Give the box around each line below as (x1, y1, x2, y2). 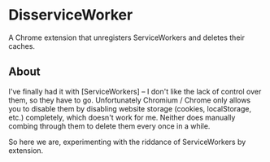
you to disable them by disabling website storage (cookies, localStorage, (8, 103, 252, 113)
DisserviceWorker (8, 6, 133, 24)
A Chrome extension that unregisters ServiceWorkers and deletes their (8, 33, 246, 42)
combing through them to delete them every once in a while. (8, 120, 211, 131)
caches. (8, 41, 35, 50)
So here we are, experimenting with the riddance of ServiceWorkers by (8, 137, 246, 147)
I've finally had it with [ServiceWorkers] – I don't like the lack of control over (8, 86, 262, 96)
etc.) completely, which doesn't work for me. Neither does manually (8, 112, 236, 122)
